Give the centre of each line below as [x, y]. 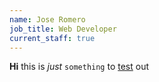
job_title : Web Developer [63, 29]
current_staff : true [52, 38]
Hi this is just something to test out [79, 67]
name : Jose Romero [47, 19]
